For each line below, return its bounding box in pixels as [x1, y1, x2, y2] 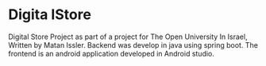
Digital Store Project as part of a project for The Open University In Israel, [8, 32, 248, 41]
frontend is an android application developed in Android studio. [8, 49, 214, 58]
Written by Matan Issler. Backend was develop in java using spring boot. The [8, 40, 258, 49]
